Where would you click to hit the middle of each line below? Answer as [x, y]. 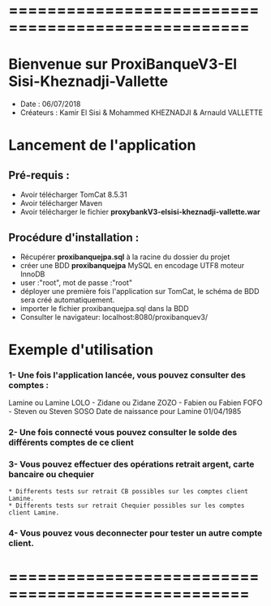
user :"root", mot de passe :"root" [76, 282]
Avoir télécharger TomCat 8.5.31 [73, 194]
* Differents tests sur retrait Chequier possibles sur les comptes [127, 506]
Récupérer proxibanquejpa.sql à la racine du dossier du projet [125, 257]
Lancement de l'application [102, 145]
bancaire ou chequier [52, 475]
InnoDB [32, 274]
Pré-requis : [39, 175]
